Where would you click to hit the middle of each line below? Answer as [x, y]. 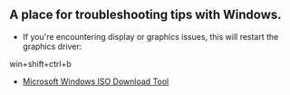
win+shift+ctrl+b [41, 63]
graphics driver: [52, 46]
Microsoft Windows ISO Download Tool [96, 81]
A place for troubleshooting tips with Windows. [146, 15]
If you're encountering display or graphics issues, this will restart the [150, 36]
